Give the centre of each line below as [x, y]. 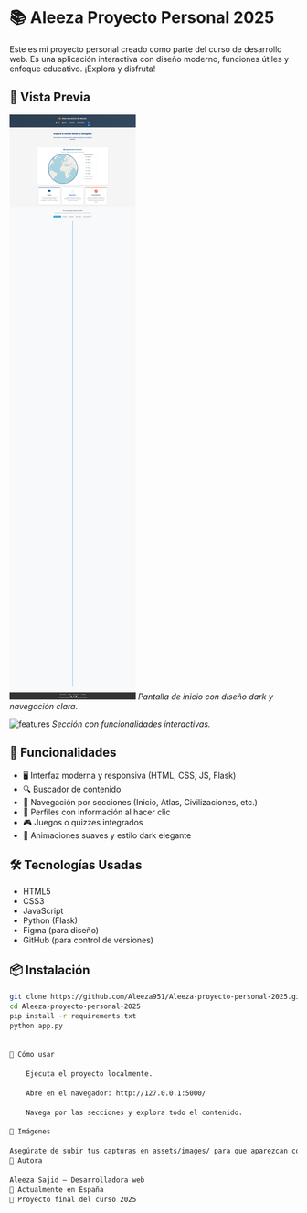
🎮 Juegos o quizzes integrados [83, 822]
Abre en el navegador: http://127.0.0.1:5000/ [116, 1093]
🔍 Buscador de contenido [72, 789]
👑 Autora [26, 1161]
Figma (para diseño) [60, 931]
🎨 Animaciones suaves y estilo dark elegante [107, 835]
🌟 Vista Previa [50, 97]
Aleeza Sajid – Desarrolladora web [77, 1180]
